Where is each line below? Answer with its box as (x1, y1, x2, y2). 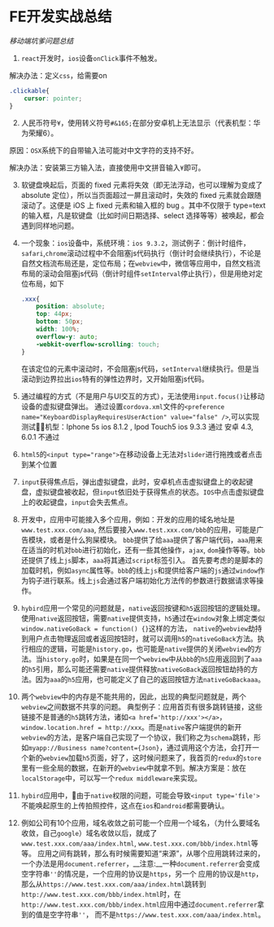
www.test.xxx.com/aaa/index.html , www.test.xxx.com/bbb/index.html (20, 838, 251, 848)
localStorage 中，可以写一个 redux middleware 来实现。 (20, 773, 202, 783)
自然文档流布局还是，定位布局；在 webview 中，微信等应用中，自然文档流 (20, 258, 261, 268)
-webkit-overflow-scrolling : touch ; (36, 340, 160, 349)
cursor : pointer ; (24, 94, 83, 103)
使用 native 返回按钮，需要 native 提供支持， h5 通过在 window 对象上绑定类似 (20, 613, 265, 623)
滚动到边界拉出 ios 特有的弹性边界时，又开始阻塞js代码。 (20, 374, 210, 384)
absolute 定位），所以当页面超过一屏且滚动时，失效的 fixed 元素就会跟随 (20, 190, 262, 200)
